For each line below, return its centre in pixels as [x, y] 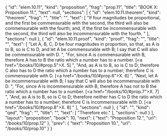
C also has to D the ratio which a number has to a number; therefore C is [80, 70]
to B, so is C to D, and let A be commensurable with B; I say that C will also [82, 49]
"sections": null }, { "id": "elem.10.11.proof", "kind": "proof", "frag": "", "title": [83, 39]
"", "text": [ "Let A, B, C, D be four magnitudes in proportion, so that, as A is [82, 44]
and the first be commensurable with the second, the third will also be [77, 23]
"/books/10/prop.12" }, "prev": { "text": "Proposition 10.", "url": [68, 123]
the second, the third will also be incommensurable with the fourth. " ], [78, 34]
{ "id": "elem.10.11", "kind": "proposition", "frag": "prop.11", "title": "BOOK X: [82, 7]
